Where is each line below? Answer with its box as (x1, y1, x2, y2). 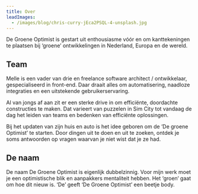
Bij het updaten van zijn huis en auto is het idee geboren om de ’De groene (6, 123, 189, 130)
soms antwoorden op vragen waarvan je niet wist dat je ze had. (6, 135, 161, 143)
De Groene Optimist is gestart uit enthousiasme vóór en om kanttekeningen (6, 36, 190, 43)
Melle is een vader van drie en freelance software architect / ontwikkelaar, (6, 75, 187, 82)
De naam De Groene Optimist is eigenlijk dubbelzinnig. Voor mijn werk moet (6, 169, 191, 175)
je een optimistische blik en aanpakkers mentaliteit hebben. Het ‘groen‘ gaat (6, 175, 191, 182)
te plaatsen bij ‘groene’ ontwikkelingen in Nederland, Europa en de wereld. (6, 42, 188, 49)
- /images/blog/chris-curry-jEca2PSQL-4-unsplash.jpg (11, 20, 147, 25)
